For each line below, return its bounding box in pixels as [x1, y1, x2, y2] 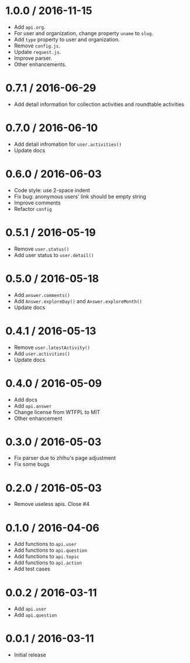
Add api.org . [13, 23, 46, 30]
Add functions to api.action [13, 559, 82, 566]
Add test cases [13, 565, 50, 572]
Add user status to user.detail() [13, 251, 94, 258]
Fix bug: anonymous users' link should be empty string [13, 193, 147, 200]
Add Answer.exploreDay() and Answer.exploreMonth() [13, 298, 143, 305]
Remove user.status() [13, 245, 70, 252]
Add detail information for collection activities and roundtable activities [13, 101, 185, 108]
